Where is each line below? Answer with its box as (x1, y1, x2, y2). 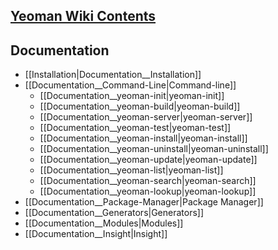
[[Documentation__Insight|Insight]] (24, 228, 168, 240)
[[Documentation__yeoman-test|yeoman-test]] (39, 122, 232, 134)
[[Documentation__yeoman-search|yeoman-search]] (39, 175, 257, 187)
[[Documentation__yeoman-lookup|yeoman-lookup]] (39, 185, 257, 198)
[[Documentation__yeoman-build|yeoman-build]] (39, 100, 241, 113)
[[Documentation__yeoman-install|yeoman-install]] (39, 132, 248, 144)
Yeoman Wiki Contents (10, 8, 157, 25)
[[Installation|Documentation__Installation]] (24, 69, 202, 81)
